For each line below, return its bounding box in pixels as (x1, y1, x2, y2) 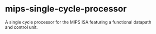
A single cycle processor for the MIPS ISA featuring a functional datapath (5, 19, 152, 25)
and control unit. (5, 24, 38, 30)
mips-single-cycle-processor (5, 3, 127, 14)
